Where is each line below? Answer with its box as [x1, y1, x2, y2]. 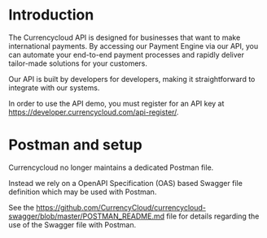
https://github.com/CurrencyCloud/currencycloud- [36, 202, 206, 212]
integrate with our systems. [8, 83, 100, 93]
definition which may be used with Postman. [8, 187, 157, 197]
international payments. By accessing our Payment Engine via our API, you [8, 41, 259, 50]
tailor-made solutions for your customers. [8, 58, 148, 68]
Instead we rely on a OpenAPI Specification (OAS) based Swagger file [8, 178, 243, 188]
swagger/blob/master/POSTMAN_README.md [8, 211, 165, 221]
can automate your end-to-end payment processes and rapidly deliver [8, 50, 244, 59]
